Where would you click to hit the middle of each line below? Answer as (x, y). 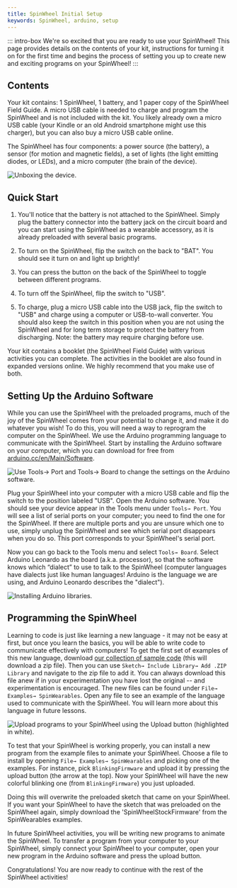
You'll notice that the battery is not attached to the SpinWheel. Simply (119, 215)
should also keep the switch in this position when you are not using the (121, 322)
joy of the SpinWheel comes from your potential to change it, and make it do (118, 420)
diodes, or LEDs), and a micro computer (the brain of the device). (102, 162)
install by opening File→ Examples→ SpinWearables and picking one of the (114, 760)
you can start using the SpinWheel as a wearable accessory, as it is (116, 230)
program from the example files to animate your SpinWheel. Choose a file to (118, 753)
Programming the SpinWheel (72, 618)
